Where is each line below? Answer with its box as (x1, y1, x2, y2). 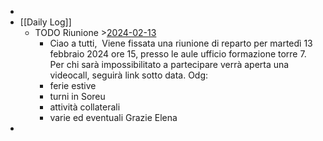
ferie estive (49, 80, 97, 91)
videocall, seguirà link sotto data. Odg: (49, 69, 209, 81)
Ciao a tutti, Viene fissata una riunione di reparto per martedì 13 (49, 37, 313, 49)
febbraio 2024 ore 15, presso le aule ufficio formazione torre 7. (49, 48, 307, 60)
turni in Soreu (49, 91, 106, 102)
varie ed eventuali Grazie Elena (49, 112, 178, 123)
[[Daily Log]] (19, 16, 72, 28)
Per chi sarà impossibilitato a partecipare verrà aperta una (49, 59, 290, 70)
